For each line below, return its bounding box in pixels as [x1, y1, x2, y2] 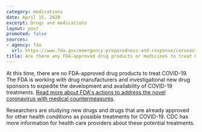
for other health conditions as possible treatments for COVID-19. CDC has [6, 113, 189, 120]
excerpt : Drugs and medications [6, 20, 87, 26]
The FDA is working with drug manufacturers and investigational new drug [6, 76, 191, 83]
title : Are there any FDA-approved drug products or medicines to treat [6, 53, 192, 59]
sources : [6, 36, 28, 42]
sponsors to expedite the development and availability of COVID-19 [6, 82, 173, 90]
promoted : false [6, 31, 47, 37]
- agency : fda [6, 42, 42, 48]
